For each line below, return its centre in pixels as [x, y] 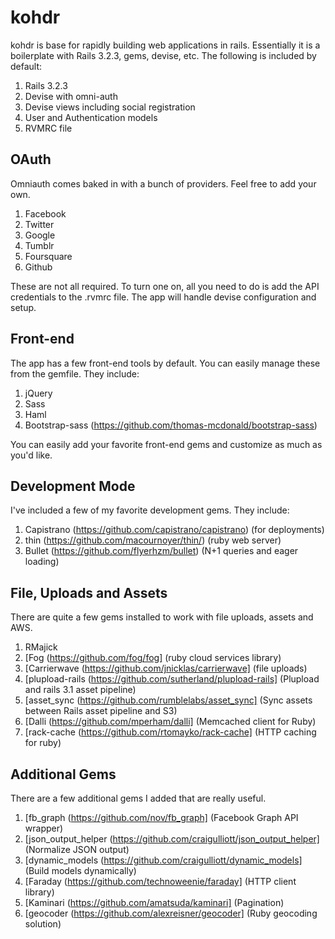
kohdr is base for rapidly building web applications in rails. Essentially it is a [165, 45]
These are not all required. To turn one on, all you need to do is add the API [165, 286]
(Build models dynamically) [80, 870]
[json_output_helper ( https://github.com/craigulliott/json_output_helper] [172, 839]
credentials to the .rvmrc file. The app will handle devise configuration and [163, 297]
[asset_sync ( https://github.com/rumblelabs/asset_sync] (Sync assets [168, 700]
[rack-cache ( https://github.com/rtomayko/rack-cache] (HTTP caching [170, 732]
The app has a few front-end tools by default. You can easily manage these [165, 363]
